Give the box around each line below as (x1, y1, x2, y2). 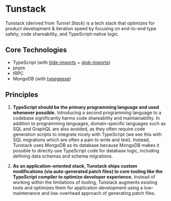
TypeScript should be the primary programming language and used (12, 104, 159, 110)
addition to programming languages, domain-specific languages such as (12, 120, 166, 126)
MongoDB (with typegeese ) (12, 75, 71, 82)
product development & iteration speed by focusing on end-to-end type (5, 25, 157, 31)
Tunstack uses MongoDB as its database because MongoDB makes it (12, 142, 160, 148)
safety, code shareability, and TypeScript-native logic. (5, 31, 119, 37)
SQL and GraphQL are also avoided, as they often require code (12, 126, 145, 132)
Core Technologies (5, 46, 68, 54)
